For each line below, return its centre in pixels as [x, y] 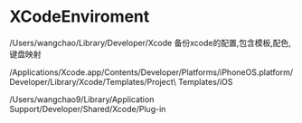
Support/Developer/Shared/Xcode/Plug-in [88, 109]
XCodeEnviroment [80, 17]
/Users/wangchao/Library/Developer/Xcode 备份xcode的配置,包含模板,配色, [150, 43]
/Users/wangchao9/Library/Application [82, 99]
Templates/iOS [205, 81]
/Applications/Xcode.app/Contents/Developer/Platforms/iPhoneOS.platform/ [151, 72]
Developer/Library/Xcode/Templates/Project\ [93, 81]
